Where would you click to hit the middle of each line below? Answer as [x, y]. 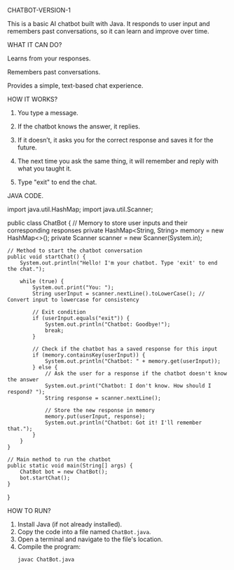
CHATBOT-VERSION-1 [39, 10]
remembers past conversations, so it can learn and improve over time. [108, 31]
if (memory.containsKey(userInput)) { [89, 355]
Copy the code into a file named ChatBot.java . [84, 532]
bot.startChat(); [45, 478]
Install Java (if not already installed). [70, 524]
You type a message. [48, 113]
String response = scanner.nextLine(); [103, 398]
